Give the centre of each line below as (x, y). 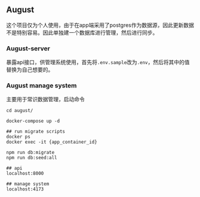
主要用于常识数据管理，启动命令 (45, 99)
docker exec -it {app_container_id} (52, 142)
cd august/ (20, 111)
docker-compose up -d (33, 121)
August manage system (41, 86)
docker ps (19, 137)
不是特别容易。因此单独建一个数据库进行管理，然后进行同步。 (82, 32)
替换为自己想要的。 (30, 70)
